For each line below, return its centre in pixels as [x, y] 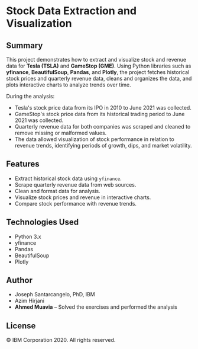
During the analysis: [30, 96]
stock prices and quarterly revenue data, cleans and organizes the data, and [99, 79]
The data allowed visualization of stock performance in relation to [94, 139]
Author [19, 281]
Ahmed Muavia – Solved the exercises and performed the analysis [96, 307]
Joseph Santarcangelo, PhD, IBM [55, 294]
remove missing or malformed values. [61, 133]
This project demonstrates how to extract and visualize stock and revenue [96, 60]
